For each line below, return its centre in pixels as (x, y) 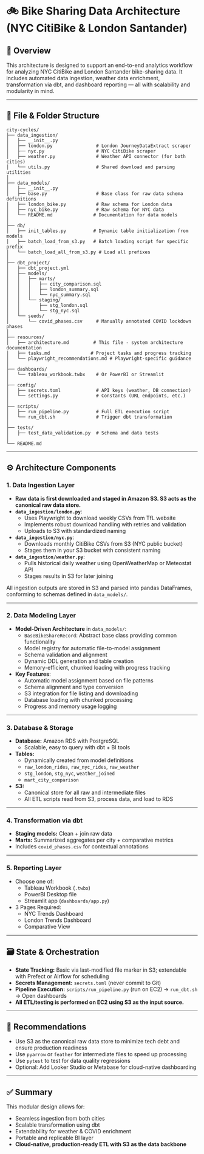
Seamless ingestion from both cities (60, 1119)
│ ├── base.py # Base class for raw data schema (95, 194)
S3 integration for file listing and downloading (81, 693)
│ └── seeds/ (25, 316)
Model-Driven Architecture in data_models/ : (71, 628)
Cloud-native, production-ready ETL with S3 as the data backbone (101, 1144)
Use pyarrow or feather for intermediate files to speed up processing (101, 1054)
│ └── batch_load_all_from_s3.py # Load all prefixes (78, 252)
